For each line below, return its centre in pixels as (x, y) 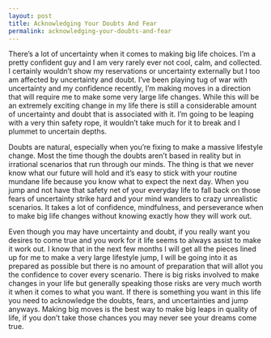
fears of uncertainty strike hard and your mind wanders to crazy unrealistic (133, 199)
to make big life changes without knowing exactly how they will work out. (130, 216)
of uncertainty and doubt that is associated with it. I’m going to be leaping (131, 114)
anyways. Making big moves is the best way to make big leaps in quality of (133, 310)
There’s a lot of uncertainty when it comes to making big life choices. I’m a (132, 54)
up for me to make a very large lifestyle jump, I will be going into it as (123, 258)
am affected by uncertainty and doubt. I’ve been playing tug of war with (128, 80)
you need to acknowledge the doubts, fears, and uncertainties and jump (129, 301)
